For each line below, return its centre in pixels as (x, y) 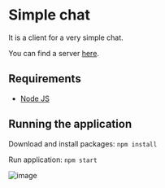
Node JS (35, 98)
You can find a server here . (54, 53)
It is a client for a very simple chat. (66, 37)
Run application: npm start (53, 160)
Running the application (70, 124)
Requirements (45, 79)
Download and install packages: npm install (83, 143)
